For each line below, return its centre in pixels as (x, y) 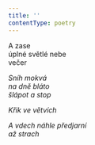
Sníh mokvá (28, 78)
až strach (24, 134)
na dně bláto (29, 86)
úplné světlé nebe (37, 54)
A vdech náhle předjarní (47, 125)
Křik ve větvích (32, 110)
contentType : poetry (42, 23)
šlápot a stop (30, 94)
